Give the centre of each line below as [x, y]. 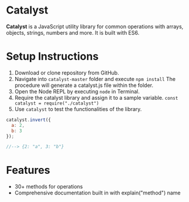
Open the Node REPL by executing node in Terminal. [77, 91]
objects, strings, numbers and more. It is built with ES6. [73, 32]
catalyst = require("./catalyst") [57, 103]
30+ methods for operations [49, 187]
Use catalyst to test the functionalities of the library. [78, 109]
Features [28, 170]
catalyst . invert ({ [28, 120]
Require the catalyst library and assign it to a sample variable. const [96, 97]
